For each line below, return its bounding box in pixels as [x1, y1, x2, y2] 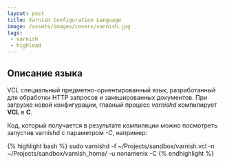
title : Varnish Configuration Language [7, 17, 122, 23]
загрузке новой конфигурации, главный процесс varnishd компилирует [7, 101, 217, 109]
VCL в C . [7, 107, 33, 116]
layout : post [7, 10, 45, 17]
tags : [7, 29, 23, 37]
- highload [10, 42, 41, 49]
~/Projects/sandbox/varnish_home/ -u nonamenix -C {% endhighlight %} [7, 149, 215, 157]
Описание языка [7, 68, 83, 79]
